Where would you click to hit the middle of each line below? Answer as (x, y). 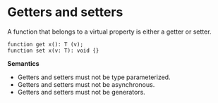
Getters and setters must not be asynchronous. (86, 84)
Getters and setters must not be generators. (81, 92)
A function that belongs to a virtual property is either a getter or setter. (109, 32)
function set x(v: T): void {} (53, 50)
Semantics (24, 63)
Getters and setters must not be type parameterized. (94, 77)
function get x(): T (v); (45, 44)
